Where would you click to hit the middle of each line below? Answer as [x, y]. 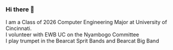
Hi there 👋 [20, 9]
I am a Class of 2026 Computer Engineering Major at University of [86, 22]
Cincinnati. [19, 28]
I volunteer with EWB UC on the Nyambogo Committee [73, 35]
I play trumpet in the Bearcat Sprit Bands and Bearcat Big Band [82, 41]
